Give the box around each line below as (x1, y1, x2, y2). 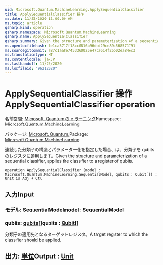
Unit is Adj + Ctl (5, 176, 42, 181)
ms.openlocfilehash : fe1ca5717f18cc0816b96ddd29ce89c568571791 (5, 43, 136, 48)
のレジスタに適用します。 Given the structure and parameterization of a (5, 153, 147, 159)
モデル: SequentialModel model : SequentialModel (5, 206, 124, 213)
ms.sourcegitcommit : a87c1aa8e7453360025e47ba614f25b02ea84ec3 (5, 48, 136, 53)
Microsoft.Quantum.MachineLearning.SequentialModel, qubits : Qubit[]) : (5, 172, 158, 177)
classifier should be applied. (5, 237, 62, 243)
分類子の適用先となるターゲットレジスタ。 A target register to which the (5, 231, 148, 237)
